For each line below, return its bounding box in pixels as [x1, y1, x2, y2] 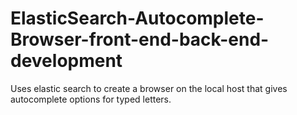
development [10, 50, 123, 72]
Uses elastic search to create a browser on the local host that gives [10, 82, 288, 94]
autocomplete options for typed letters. [10, 93, 172, 105]
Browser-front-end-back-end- [10, 28, 270, 51]
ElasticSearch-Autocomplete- [10, 7, 265, 30]
